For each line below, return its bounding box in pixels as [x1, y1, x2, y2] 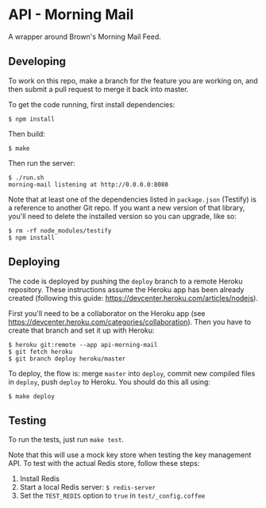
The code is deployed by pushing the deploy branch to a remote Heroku [8, 276, 244, 286]
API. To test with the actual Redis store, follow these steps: [8, 459, 200, 468]
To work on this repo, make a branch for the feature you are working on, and [8, 75, 258, 85]
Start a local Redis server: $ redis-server [19, 483, 156, 492]
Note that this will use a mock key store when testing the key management [8, 450, 252, 460]
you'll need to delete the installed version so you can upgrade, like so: [8, 211, 237, 221]
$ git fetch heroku [8, 348, 73, 356]
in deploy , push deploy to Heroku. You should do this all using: [8, 377, 210, 387]
